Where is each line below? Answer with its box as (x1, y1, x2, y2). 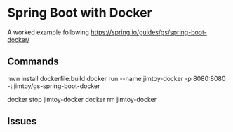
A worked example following (7, 28, 90, 36)
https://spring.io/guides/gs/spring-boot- (91, 28, 207, 36)
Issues (7, 115, 37, 127)
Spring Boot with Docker (7, 5, 152, 21)
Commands (7, 56, 60, 68)
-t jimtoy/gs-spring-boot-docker (7, 82, 100, 90)
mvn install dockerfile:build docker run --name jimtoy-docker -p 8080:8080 (7, 74, 226, 82)
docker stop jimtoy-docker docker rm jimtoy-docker (7, 95, 157, 103)
